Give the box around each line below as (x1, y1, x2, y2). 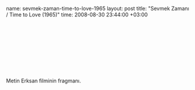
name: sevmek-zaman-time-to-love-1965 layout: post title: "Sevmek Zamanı (6, 5, 189, 12)
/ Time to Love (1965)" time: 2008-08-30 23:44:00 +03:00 (6, 11, 148, 18)
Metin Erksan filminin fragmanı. (6, 77, 81, 84)
